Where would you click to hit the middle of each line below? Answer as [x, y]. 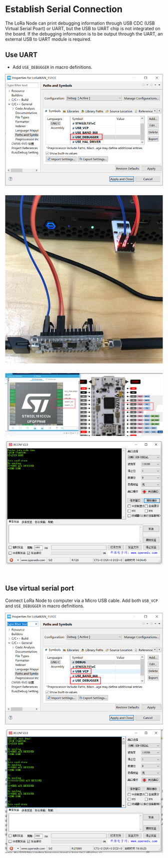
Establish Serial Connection [64, 9]
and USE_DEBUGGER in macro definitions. [45, 605]
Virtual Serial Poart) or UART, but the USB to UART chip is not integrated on [83, 28]
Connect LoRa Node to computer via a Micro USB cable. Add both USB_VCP [82, 600]
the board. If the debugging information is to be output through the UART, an [84, 34]
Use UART [21, 55]
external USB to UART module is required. [48, 39]
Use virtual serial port [39, 588]
